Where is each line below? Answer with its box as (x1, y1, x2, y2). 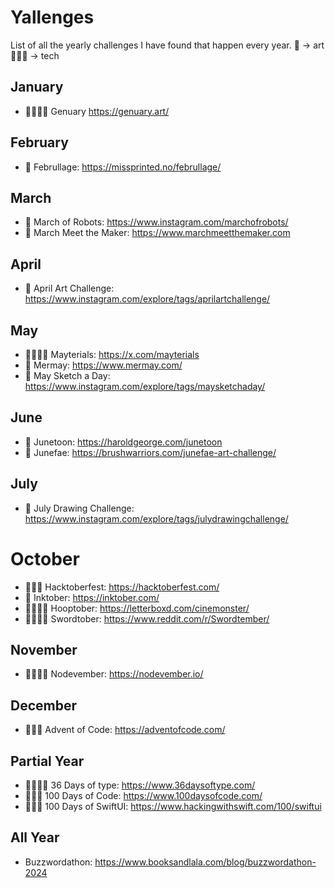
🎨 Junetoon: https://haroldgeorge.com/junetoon (24, 436, 223, 448)
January (10, 79, 64, 96)
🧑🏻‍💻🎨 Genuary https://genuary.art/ (24, 105, 170, 117)
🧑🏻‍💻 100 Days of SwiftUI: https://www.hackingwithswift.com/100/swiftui (24, 801, 322, 812)
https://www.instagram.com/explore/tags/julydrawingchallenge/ (24, 512, 289, 525)
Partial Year (10, 752, 85, 770)
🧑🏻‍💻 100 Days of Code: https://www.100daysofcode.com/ (24, 790, 263, 801)
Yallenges (10, 6, 95, 29)
